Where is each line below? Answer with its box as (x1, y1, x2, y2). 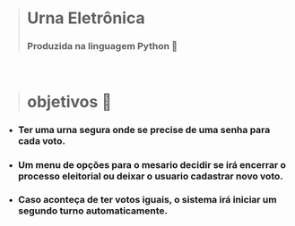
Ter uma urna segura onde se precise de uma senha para (17, 123, 271, 136)
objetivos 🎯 (26, 91, 112, 112)
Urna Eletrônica (26, 8, 145, 29)
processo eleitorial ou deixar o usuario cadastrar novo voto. (17, 170, 284, 182)
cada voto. (17, 134, 65, 146)
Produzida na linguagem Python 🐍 (26, 40, 178, 53)
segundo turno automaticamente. (17, 205, 169, 217)
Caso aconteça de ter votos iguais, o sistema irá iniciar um (17, 194, 277, 206)
